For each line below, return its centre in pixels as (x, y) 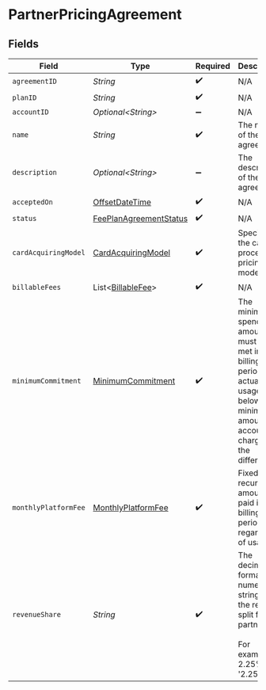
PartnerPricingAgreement (95, 15)
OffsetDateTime (122, 202)
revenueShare (37, 614)
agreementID (35, 81)
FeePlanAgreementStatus (141, 218)
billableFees (37, 287)
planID (25, 97)
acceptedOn (32, 202)
